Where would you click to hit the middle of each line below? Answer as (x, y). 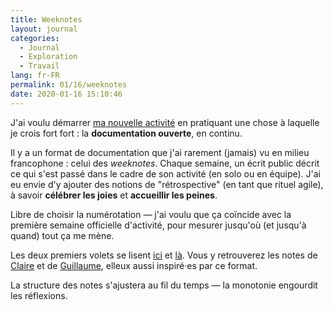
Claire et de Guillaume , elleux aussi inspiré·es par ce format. (134, 265)
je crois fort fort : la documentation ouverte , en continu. (126, 133)
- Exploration (48, 57)
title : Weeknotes (46, 19)
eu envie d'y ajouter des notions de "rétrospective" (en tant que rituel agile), (167, 184)
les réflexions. (39, 295)
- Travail (39, 66)
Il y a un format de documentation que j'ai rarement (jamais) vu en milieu (160, 152)
